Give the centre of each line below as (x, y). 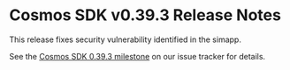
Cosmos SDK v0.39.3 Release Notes (145, 15)
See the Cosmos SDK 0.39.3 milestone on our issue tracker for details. (137, 56)
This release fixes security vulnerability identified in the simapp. (125, 39)
